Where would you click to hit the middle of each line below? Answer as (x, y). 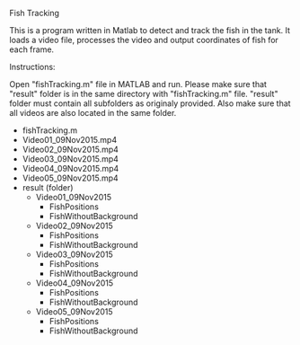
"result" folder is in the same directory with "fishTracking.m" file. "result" (144, 94)
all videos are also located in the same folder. (93, 113)
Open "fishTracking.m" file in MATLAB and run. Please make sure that (138, 84)
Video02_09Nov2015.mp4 (71, 149)
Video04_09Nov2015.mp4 (71, 168)
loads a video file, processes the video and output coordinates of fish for (144, 40)
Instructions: (32, 67)
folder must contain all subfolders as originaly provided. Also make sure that (150, 103)
